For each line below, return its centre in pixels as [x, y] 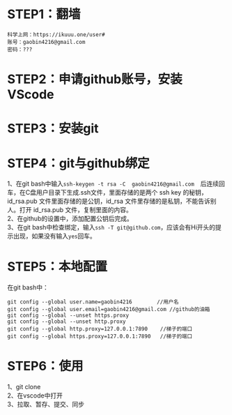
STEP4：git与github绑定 [78, 163]
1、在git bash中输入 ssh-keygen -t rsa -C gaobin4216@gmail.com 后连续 [113, 184]
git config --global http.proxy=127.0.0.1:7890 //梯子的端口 [100, 329]
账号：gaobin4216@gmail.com [46, 42]
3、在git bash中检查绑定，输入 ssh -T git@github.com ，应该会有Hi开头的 [111, 227]
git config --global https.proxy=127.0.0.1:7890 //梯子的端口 [100, 337]
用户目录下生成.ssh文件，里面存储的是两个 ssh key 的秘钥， [122, 193]
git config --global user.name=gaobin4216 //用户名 [93, 302]
